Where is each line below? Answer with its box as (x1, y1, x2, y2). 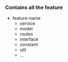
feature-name (12, 15, 41, 21)
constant (19, 42, 38, 48)
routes (19, 31, 33, 37)
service (19, 20, 36, 26)
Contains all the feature (5, 4, 63, 11)
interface (19, 36, 39, 42)
